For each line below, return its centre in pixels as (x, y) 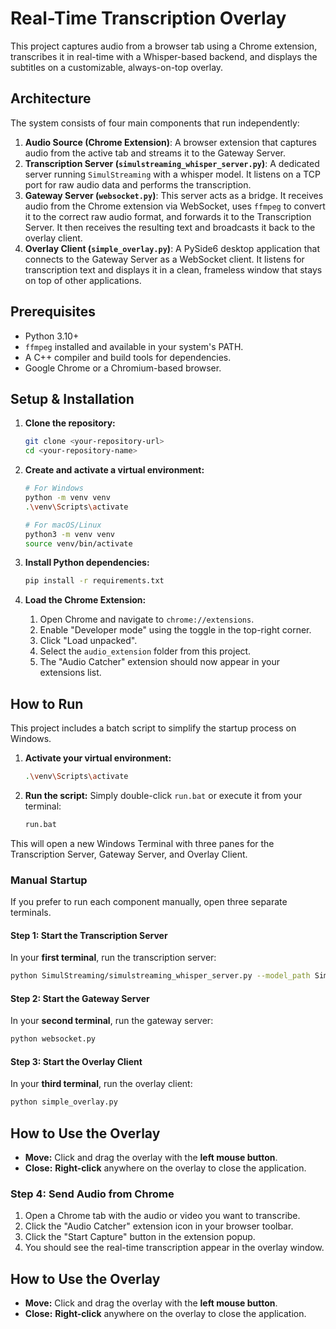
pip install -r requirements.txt (94, 581)
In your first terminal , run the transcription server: (113, 958)
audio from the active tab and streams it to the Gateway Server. (155, 153)
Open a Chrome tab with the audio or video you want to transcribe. (162, 1216)
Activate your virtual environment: (98, 758)
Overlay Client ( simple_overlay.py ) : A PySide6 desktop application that (172, 248)
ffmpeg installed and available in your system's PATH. (134, 346)
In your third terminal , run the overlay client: (101, 1084)
